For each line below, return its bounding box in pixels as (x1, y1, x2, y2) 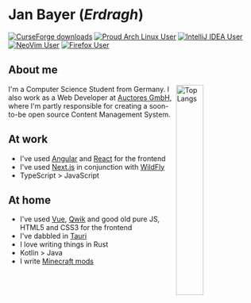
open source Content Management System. (27, 109, 171, 119)
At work (8, 132, 48, 146)
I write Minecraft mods (19, 256, 94, 267)
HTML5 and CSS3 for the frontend (19, 223, 133, 232)
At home (8, 193, 52, 207)
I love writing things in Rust (19, 240, 109, 249)
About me (8, 63, 58, 77)
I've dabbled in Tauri (19, 232, 87, 241)
